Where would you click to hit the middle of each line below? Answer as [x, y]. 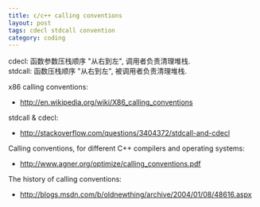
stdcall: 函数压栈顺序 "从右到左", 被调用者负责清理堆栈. [97, 71]
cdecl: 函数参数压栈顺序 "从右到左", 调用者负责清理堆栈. [99, 61]
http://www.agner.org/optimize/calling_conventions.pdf [110, 164]
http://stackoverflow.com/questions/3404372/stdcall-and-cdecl [125, 133]
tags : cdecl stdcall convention [62, 30]
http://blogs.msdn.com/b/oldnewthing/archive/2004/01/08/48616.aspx [136, 194]
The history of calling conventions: [65, 179]
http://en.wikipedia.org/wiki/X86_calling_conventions [106, 102]
